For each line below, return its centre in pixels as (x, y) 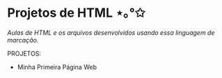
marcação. (23, 40)
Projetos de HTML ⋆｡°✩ (76, 13)
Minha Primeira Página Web (57, 67)
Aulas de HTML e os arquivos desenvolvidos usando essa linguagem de (111, 32)
